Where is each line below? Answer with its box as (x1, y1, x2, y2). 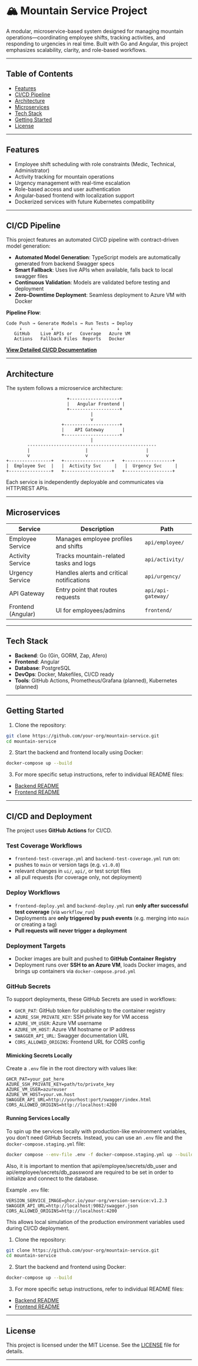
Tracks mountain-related (55, 552, 126, 560)
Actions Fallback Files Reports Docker (14, 336, 126, 342)
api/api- (144, 587, 170, 593)
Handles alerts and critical (55, 569, 128, 577)
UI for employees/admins (55, 606, 126, 614)
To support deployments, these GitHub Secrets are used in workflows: (6, 996, 177, 1003)
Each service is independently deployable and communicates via (6, 479, 164, 486)
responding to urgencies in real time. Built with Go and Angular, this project (6, 40, 189, 47)
